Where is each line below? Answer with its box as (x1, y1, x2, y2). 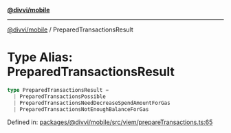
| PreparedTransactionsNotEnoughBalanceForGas (13, 106, 149, 112)
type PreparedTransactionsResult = (7, 86, 109, 93)
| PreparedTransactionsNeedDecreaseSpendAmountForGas (13, 99, 170, 106)
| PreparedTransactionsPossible (13, 93, 107, 100)
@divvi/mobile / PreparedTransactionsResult (7, 25, 133, 34)
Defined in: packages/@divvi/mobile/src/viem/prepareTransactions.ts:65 (7, 118, 213, 126)
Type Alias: (7, 49, 74, 65)
